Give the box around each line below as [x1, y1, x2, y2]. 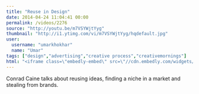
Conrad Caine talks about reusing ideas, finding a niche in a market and [6, 75, 181, 82]
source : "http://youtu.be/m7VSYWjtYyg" [6, 25, 105, 32]
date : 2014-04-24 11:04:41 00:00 [6, 14, 89, 20]
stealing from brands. [6, 81, 59, 88]
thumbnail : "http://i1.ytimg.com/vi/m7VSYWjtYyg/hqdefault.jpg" [6, 31, 168, 37]
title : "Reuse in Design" [6, 8, 70, 15]
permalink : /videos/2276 [6, 20, 68, 26]
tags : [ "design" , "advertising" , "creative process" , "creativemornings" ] [6, 53, 187, 59]
